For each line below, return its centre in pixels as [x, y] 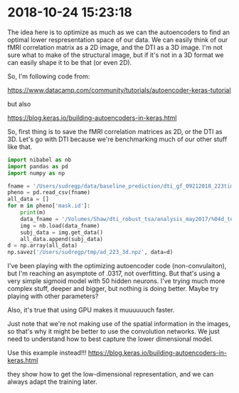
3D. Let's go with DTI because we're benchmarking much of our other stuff [117, 139]
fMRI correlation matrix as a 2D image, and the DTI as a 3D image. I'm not [115, 47]
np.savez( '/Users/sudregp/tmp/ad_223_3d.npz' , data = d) [90, 252]
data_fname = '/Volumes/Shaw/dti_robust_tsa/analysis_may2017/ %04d [122, 219]
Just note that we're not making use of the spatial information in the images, [119, 324]
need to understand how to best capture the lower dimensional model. [110, 339]
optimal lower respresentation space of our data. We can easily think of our [118, 39]
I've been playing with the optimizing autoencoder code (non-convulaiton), [117, 266]
